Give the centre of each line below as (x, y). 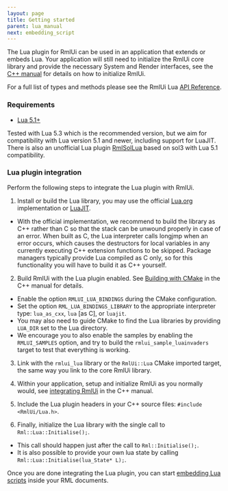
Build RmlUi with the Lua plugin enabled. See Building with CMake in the (118, 278)
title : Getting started (41, 20)
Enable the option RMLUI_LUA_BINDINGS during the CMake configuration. (117, 299)
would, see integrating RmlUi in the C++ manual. (85, 390)
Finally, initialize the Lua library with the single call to (91, 425)
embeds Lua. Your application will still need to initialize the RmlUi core (105, 60)
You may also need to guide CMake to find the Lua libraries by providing (119, 320)
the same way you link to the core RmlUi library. (84, 370)
